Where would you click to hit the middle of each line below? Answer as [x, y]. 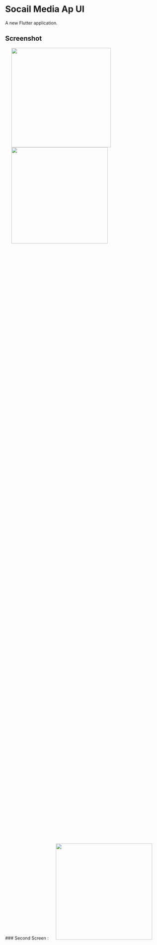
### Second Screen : [27, 938]
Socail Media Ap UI [45, 9]
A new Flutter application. [31, 23]
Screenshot [24, 39]
